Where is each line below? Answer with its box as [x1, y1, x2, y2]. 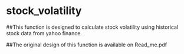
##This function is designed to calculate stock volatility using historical [6, 23, 179, 31]
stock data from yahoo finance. [6, 29, 83, 36]
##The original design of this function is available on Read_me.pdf [6, 41, 167, 48]
